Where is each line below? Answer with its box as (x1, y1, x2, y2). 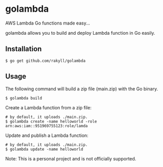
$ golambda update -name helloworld (5, 147, 83, 152)
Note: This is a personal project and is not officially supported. (5, 155, 136, 161)
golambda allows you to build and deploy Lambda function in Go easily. (5, 30, 155, 36)
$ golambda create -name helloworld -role (5, 118, 97, 124)
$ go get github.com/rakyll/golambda (5, 58, 86, 63)
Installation (5, 44, 42, 54)
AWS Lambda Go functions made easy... (5, 20, 90, 26)
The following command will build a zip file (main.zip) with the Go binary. (5, 85, 158, 92)
